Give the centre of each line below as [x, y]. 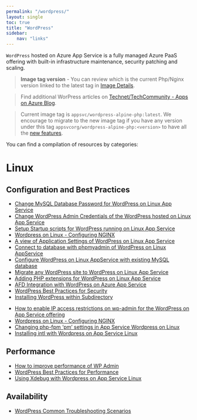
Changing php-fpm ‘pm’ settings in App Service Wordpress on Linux [97, 327]
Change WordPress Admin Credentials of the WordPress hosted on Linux [103, 216]
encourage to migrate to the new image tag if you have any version [101, 120]
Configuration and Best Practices [68, 189]
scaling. [16, 68]
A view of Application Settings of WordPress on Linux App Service [94, 241]
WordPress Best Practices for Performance [67, 372]
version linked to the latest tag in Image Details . [78, 85]
